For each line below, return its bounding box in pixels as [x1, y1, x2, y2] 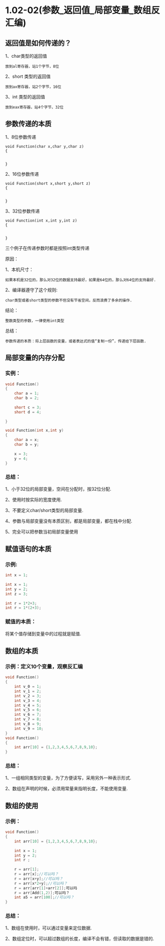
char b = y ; [14, 442, 39, 447]
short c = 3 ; [14, 405, 42, 410]
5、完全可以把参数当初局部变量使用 [5, 529, 79, 535]
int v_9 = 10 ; [14, 726, 44, 731]
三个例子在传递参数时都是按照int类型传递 [5, 245, 90, 251]
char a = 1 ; [14, 391, 39, 396]
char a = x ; [14, 438, 39, 443]
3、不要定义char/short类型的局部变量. [5, 507, 84, 513]
